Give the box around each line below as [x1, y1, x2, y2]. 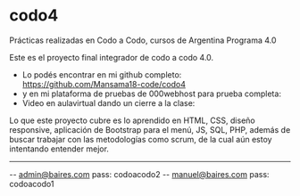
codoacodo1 [9, 178, 54, 189]
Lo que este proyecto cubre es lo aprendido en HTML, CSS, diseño [9, 115, 256, 126]
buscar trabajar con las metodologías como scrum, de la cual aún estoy [9, 134, 272, 144]
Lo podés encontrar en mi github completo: [21, 69, 182, 80]
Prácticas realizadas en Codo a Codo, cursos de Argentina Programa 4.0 [9, 35, 277, 45]
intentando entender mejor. [9, 143, 110, 154]
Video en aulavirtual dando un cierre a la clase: [21, 97, 196, 108]
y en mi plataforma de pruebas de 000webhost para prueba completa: [21, 88, 281, 99]
